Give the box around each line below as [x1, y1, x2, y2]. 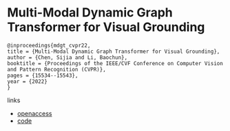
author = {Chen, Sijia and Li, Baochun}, [7, 53, 128, 61]
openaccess [17, 109, 52, 117]
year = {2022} [7, 78, 48, 85]
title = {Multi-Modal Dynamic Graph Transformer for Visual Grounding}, [7, 48, 220, 55]
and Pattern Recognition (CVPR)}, [7, 66, 107, 73]
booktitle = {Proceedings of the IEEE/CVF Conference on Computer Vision [7, 60, 224, 67]
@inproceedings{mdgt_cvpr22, [7, 42, 91, 49]
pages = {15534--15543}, [7, 72, 79, 79]
